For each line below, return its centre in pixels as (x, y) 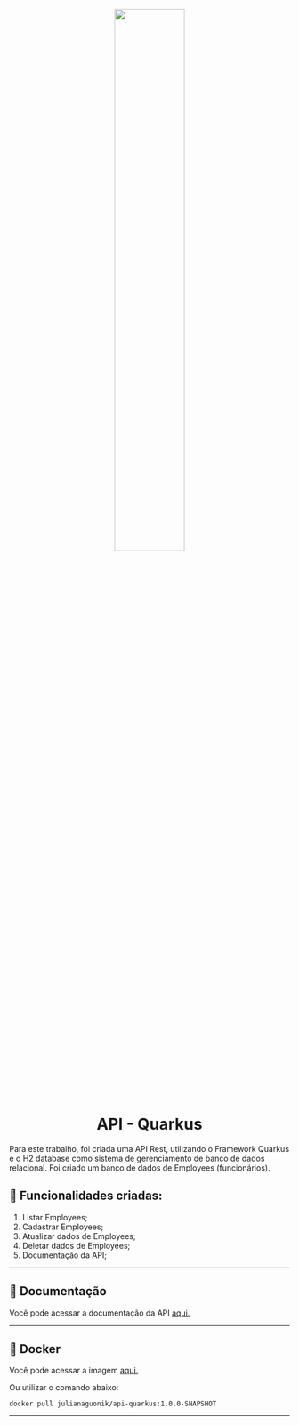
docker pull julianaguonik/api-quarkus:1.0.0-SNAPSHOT (113, 1404)
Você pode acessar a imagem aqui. (74, 1371)
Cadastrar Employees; (63, 1227)
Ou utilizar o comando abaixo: (64, 1388)
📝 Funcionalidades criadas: (86, 1196)
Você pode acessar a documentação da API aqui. (100, 1313)
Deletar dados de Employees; (76, 1245)
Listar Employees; (55, 1217)
